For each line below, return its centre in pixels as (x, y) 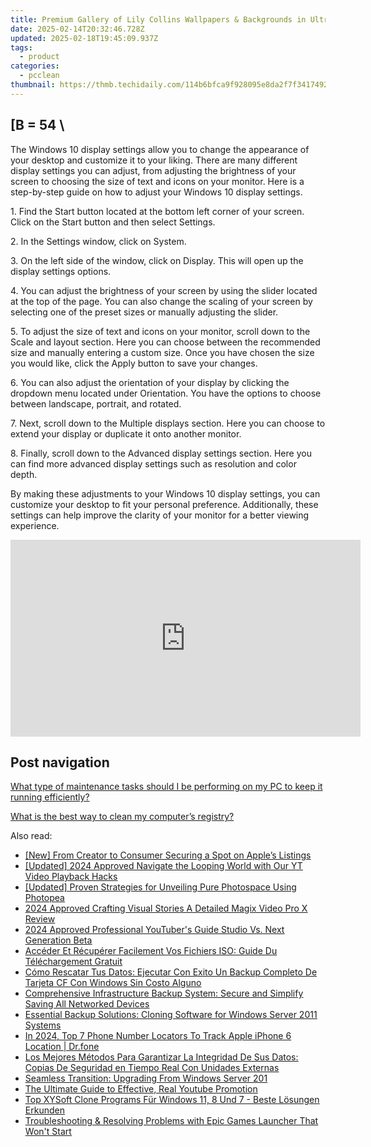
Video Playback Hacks (71, 877)
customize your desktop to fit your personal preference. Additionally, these (164, 504)
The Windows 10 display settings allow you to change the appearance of (160, 149)
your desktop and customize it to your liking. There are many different (154, 160)
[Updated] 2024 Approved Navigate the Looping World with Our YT (163, 866)
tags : (21, 47)
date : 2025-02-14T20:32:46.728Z (77, 29)
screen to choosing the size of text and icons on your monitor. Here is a (157, 181)
